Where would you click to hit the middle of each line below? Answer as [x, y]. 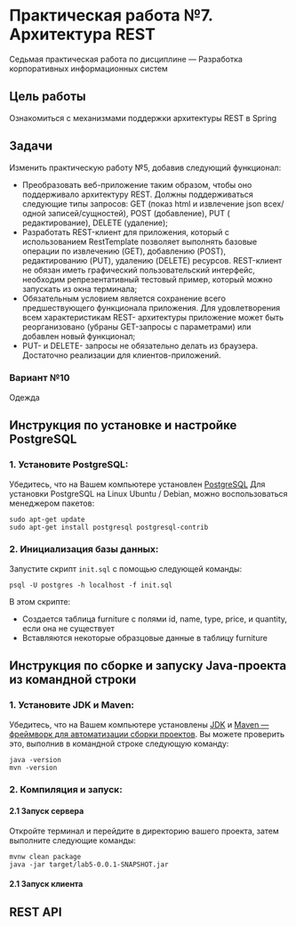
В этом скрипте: [40, 601]
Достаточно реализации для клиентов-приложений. [121, 355]
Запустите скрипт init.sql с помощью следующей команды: [126, 569]
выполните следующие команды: [72, 840]
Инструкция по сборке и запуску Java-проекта [148, 666]
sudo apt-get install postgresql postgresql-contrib [109, 527]
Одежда [24, 397]
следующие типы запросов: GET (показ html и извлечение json [142, 203]
